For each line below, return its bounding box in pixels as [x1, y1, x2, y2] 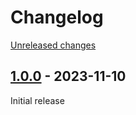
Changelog [10, 6, 104, 29]
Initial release [10, 94, 65, 106]
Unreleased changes [10, 39, 97, 51]
